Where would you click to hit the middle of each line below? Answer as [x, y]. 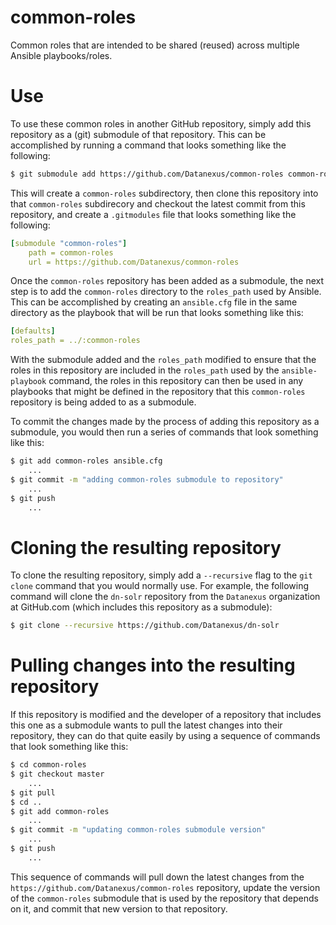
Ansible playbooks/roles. [61, 55]
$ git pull [33, 792]
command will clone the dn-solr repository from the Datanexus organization [165, 597]
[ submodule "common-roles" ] [69, 243]
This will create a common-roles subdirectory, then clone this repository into [164, 193]
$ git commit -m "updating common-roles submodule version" [138, 830]
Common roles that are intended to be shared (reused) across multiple [155, 45]
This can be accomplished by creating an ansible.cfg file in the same [154, 302]
